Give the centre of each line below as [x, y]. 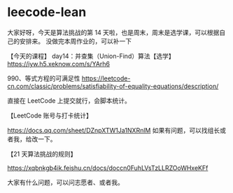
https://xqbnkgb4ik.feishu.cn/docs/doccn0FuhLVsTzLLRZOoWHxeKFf [108, 168]
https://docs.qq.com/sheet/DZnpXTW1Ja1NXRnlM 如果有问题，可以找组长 [114, 130]
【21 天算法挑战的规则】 [42, 154]
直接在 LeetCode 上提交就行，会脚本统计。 [69, 100]
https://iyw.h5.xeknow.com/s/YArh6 [59, 64]
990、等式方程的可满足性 [44, 78]
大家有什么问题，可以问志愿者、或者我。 [65, 182]
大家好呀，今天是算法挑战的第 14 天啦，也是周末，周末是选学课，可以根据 [113, 32]
